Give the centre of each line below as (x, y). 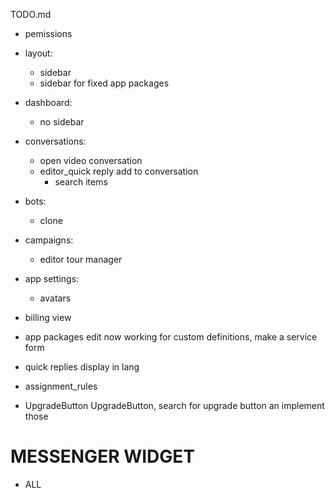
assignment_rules (61, 386)
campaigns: (49, 240)
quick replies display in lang (82, 367)
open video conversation (91, 160)
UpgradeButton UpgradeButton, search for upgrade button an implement (174, 405)
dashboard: (48, 102)
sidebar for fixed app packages (104, 83)
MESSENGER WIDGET (102, 456)
